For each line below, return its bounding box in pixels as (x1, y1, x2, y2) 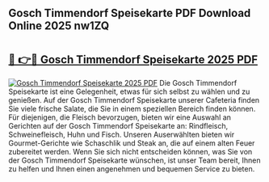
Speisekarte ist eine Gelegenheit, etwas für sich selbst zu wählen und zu (8, 87, 250, 96)
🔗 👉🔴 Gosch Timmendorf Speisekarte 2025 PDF (8, 53, 258, 66)
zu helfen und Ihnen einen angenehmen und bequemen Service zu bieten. (8, 164, 255, 173)
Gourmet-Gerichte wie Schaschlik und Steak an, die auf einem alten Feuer (8, 138, 255, 148)
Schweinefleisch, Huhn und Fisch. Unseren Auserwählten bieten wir (8, 129, 235, 139)
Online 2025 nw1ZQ (8, 19, 110, 33)
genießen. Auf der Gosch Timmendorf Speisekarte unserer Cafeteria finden (8, 95, 260, 104)
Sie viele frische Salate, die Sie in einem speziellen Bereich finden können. (8, 104, 256, 113)
